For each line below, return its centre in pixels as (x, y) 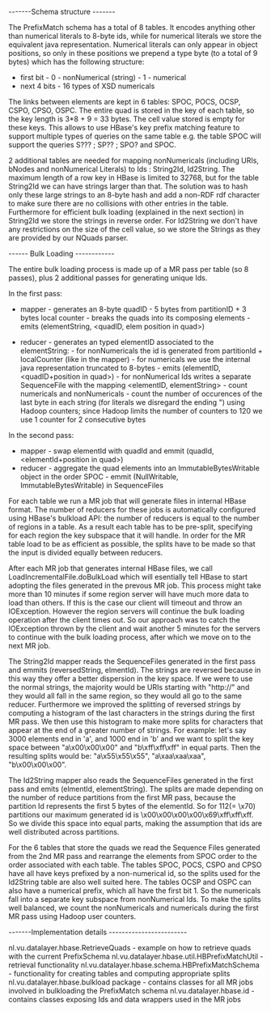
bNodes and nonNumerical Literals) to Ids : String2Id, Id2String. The (122, 169)
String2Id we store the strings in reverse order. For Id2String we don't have (133, 221)
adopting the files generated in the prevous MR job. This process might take (135, 585)
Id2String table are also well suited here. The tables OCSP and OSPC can (130, 882)
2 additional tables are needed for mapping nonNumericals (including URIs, (133, 160)
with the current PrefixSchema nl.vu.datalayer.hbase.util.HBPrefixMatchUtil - (136, 956)
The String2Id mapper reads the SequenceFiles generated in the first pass (132, 661)
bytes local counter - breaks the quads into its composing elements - (135, 318)
